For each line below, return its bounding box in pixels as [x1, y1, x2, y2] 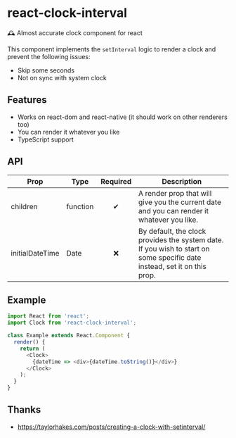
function [66, 201, 94, 211]
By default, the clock [138, 226, 206, 236]
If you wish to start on [138, 244, 210, 254]
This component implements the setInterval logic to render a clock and [7, 44, 216, 54]
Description [162, 176, 202, 186]
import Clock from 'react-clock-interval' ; [7, 319, 137, 327]
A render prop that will [138, 188, 212, 198]
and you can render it [138, 206, 209, 215]
